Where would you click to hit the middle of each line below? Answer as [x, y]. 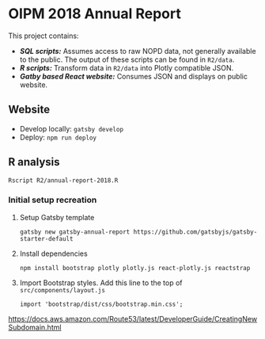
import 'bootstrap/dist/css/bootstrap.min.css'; [101, 304]
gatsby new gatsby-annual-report [75, 232]
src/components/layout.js [62, 290]
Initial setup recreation [53, 200]
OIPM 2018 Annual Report [95, 14]
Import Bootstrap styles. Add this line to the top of [101, 283]
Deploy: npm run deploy [58, 137]
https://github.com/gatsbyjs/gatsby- [195, 232]
